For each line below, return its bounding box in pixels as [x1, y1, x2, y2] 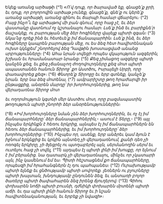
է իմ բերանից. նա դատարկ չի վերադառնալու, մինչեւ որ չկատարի [5, 152, 155, 157]
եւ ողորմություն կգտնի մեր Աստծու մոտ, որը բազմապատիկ [5, 96, 142, 102]
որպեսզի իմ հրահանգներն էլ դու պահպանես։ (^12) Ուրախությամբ [5, 162, 156, 168]
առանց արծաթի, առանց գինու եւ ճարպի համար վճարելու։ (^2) [5, 15, 148, 20]
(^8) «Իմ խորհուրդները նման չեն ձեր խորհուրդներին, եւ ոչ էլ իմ [5, 111, 148, 116]
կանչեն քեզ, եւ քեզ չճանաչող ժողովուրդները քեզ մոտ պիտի [5, 61, 142, 67]
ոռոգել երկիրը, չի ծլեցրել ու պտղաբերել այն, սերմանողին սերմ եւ [5, 142, 153, 147]
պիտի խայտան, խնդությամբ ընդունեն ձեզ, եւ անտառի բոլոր [5, 172, 145, 178]
